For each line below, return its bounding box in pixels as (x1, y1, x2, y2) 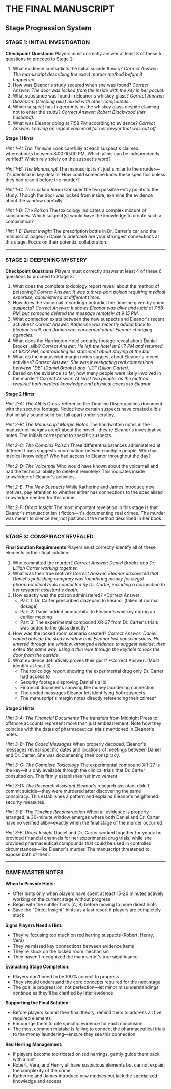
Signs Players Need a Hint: (5, 922, 63, 928)
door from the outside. (12, 652, 60, 658)
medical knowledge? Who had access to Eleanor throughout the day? (5, 453, 151, 459)
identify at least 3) (12, 663, 51, 669)
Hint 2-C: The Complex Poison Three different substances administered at (5, 442, 161, 448)
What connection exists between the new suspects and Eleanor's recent (12, 316, 164, 322)
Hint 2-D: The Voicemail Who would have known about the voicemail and (5, 463, 159, 469)
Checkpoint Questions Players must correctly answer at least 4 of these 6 (5, 268, 162, 274)
